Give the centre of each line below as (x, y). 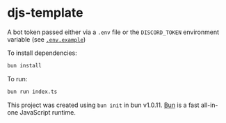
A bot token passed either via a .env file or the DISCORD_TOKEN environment (113, 32)
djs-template (45, 13)
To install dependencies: (42, 53)
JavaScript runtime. (48, 112)
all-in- (209, 105)
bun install (24, 65)
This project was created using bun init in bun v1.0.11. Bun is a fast (103, 105)
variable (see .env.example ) (47, 39)
